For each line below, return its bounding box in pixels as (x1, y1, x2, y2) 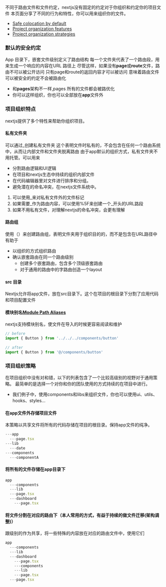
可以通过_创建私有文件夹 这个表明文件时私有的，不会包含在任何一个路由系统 (5, 142, 161, 148)
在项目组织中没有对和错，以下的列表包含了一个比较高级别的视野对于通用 (5, 375, 153, 381)
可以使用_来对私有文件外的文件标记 (12, 194, 84, 200)
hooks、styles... (12, 398, 46, 404)
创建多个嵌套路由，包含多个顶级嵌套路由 (19, 260, 103, 266)
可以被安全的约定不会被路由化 (5, 75, 66, 81)
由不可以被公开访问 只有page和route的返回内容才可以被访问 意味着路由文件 (5, 69, 160, 75)
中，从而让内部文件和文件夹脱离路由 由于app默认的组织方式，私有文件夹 (5, 148, 154, 154)
